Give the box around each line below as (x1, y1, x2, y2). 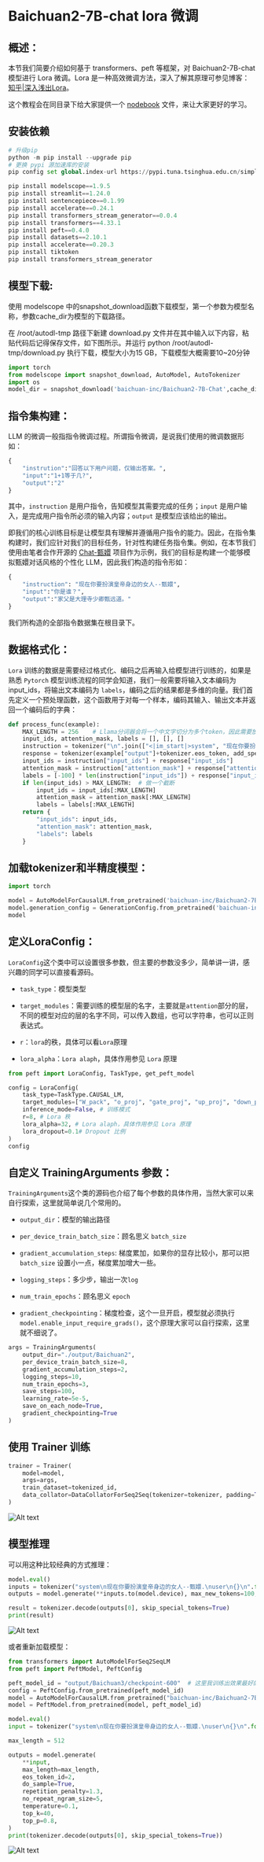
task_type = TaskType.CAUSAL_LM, (22, 1091, 125, 1099)
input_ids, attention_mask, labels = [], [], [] (22, 735, 185, 743)
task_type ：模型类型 (19, 984, 86, 994)
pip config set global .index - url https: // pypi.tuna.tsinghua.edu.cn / (8, 168, 241, 176)
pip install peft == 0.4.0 (8, 226, 90, 234)
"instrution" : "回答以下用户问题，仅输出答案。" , (22, 464, 167, 472)
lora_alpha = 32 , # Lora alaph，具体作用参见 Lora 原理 (22, 1120, 191, 1128)
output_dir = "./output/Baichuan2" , (22, 1351, 135, 1359)
